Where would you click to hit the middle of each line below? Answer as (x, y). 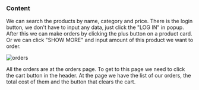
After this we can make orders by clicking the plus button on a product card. (99, 34)
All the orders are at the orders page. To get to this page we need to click (96, 69)
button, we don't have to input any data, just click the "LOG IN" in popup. (95, 27)
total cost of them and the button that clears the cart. (71, 82)
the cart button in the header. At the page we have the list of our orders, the (99, 76)
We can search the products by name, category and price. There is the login (99, 21)
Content (18, 8)
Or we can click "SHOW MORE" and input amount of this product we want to (100, 40)
